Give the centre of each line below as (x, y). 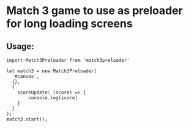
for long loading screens (69, 24)
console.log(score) (53, 98)
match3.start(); (27, 119)
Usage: (20, 46)
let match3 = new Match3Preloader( (52, 71)
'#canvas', (26, 77)
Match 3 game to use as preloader (95, 11)
